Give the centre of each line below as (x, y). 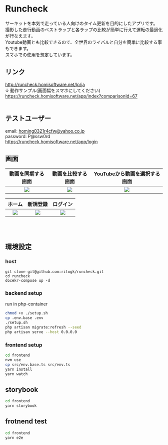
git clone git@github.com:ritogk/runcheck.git (54, 272)
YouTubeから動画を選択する (127, 174)
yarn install (19, 369)
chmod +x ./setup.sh (27, 313)
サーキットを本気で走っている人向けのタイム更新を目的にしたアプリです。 (81, 23)
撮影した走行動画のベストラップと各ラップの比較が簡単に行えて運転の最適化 (84, 29)
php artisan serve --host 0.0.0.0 (41, 332)
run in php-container (26, 304)
